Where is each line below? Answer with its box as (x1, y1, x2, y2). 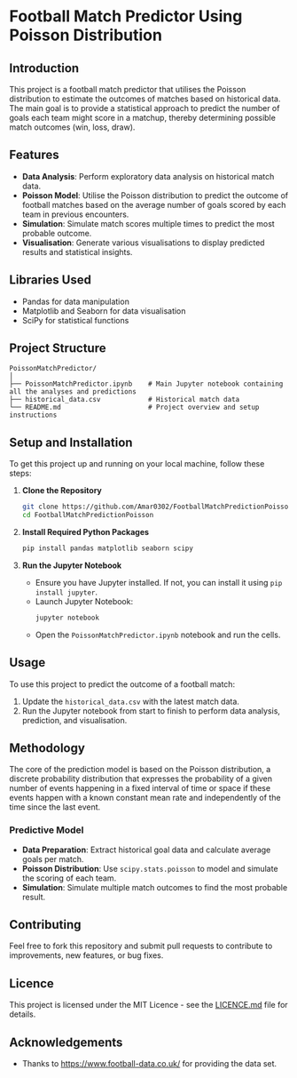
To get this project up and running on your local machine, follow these (9, 459, 265, 469)
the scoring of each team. (21, 873, 117, 883)
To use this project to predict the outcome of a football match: (9, 678, 236, 690)
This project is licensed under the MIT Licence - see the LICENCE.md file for (9, 1000, 288, 1010)
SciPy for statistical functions (21, 315, 129, 325)
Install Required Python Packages (21, 527, 149, 537)
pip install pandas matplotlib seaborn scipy (21, 544, 193, 553)
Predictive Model (9, 824, 84, 836)
